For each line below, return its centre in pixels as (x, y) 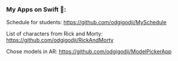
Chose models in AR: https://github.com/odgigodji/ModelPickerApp (89, 52)
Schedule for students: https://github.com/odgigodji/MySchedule (86, 23)
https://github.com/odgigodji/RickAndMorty (60, 40)
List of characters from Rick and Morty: (54, 34)
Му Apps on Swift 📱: (36, 9)
